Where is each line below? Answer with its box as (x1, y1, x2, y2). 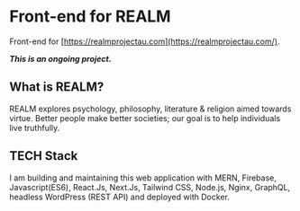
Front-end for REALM (9, 6, 171, 27)
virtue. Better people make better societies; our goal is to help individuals (9, 112, 281, 123)
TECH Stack (9, 148, 78, 163)
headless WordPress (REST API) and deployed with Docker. (9, 191, 230, 202)
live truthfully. (9, 122, 60, 133)
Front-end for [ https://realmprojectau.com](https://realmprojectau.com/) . (9, 36, 280, 47)
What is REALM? (9, 79, 105, 95)
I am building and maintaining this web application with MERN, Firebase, (9, 172, 277, 183)
